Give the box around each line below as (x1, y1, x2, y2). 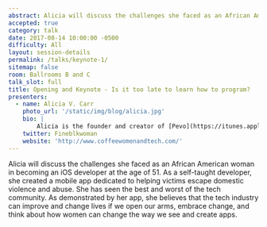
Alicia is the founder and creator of (37, 122, 165, 130)
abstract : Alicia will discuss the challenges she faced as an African (8, 11, 250, 20)
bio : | (22, 115, 44, 123)
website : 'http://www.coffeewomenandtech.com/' (22, 137, 183, 145)
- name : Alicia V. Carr (15, 100, 94, 108)
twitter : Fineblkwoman (22, 129, 98, 137)
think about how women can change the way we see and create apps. (8, 210, 238, 219)
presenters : (8, 93, 48, 101)
